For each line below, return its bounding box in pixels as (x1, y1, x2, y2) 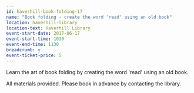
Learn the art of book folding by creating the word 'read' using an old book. (6, 68, 189, 75)
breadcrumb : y (6, 47, 41, 53)
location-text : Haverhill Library (6, 25, 91, 31)
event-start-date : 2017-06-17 (6, 31, 81, 36)
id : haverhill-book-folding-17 (6, 8, 83, 15)
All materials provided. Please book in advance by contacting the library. (6, 80, 182, 87)
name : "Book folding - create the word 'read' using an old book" (6, 14, 172, 20)
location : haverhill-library (6, 19, 78, 25)
